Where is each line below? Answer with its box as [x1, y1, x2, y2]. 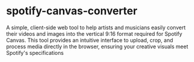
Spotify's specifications [6, 49, 64, 56]
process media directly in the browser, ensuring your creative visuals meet [6, 43, 189, 50]
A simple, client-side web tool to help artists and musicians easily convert [6, 24, 186, 31]
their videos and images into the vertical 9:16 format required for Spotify [6, 30, 183, 37]
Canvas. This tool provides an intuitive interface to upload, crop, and [6, 36, 173, 44]
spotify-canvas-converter [6, 4, 138, 18]
